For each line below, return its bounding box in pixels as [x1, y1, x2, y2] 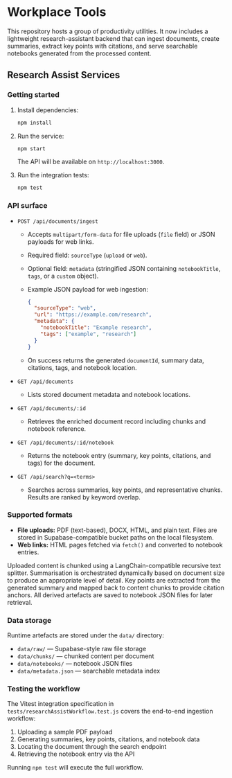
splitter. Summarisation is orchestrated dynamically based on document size [7, 569, 225, 577]
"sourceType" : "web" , [33, 305, 97, 312]
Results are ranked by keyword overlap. [27, 493, 141, 501]
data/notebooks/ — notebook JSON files [17, 660, 133, 668]
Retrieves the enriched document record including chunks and [27, 417, 206, 425]
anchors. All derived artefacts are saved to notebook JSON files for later [7, 590, 213, 599]
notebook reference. [27, 424, 87, 433]
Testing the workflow [7, 684, 80, 693]
